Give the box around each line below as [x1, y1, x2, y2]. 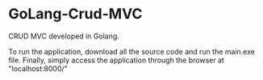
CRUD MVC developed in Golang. [8, 31, 119, 41]
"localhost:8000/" [8, 63, 69, 73]
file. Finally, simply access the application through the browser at [8, 55, 224, 65]
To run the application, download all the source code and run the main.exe [8, 46, 256, 56]
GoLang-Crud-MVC [8, 5, 143, 23]
